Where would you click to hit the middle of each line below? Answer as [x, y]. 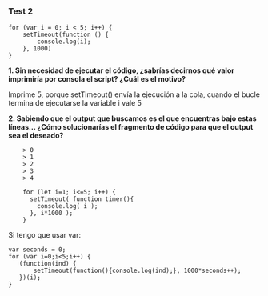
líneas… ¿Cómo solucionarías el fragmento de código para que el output [131, 127]
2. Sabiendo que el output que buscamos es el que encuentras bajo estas [132, 118]
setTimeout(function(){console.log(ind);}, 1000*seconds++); [137, 271]
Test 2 [21, 11]
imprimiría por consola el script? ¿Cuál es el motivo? [97, 79]
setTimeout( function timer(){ [82, 199]
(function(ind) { [48, 264]
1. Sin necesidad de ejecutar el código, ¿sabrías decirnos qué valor [121, 70]
